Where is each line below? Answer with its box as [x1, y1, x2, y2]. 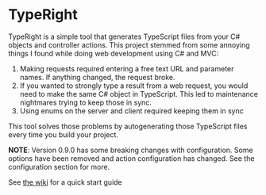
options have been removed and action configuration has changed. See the [8, 153, 255, 163]
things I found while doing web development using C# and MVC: [8, 48, 219, 58]
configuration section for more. [8, 162, 110, 171]
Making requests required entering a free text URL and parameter [19, 63, 234, 73]
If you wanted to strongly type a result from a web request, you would [19, 81, 249, 90]
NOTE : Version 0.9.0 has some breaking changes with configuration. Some [8, 145, 253, 155]
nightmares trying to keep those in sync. [19, 97, 152, 107]
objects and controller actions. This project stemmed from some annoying [8, 40, 250, 49]
